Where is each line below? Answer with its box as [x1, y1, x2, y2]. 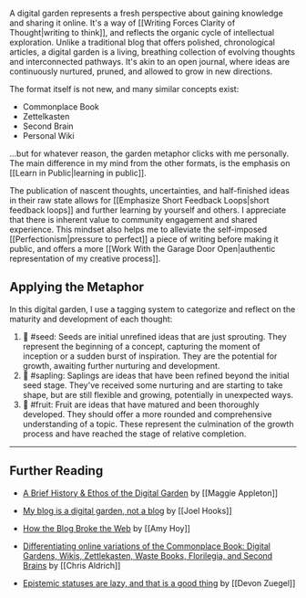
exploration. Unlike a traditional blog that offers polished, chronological [9, 37, 276, 47]
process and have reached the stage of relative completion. [22, 428, 247, 439]
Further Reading [9, 463, 104, 478]
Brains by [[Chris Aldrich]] [22, 560, 121, 571]
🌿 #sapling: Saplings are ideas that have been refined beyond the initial [22, 370, 290, 381]
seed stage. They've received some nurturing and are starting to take [22, 379, 283, 391]
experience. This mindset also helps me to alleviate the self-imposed [9, 224, 268, 235]
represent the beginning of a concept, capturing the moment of [22, 341, 261, 351]
